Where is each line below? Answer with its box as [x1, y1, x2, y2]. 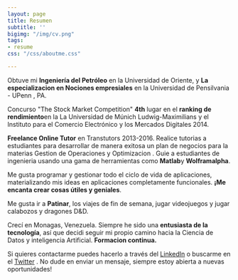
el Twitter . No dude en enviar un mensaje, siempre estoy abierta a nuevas [7, 257, 225, 266]
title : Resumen [7, 17, 53, 24]
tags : [7, 37, 23, 44]
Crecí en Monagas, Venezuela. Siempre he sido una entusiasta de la [7, 220, 208, 229]
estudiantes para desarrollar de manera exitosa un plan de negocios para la [7, 141, 229, 150]
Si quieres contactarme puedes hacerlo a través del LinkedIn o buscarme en [7, 249, 231, 258]
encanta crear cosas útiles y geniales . [7, 185, 122, 194]
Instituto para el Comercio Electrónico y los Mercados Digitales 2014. [7, 120, 210, 128]
